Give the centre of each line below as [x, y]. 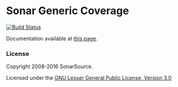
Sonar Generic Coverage [68, 11]
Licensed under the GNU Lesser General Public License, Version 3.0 [89, 78]
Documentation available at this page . [52, 38]
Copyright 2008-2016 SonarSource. [50, 66]
